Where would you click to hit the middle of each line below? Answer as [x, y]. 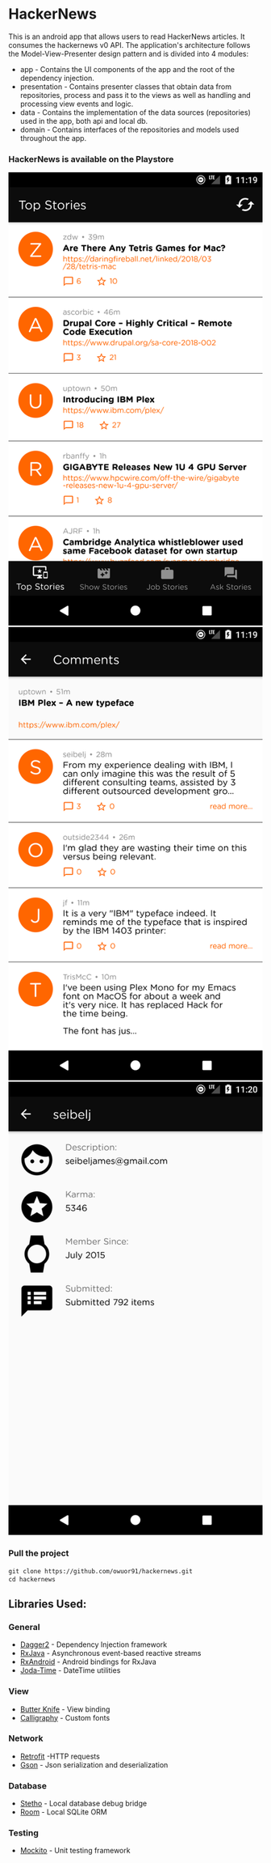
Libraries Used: [48, 1604]
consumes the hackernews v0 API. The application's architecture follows [129, 45]
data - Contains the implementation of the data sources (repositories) [135, 112]
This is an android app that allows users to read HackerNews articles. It [127, 36]
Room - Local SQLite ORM [63, 1812]
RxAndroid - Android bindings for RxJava [88, 1662]
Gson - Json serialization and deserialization [94, 1764]
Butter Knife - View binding [65, 1709]
